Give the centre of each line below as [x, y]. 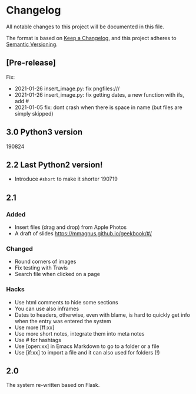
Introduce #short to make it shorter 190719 [66, 179]
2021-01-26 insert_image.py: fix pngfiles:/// [67, 88]
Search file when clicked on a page [57, 274]
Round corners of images [45, 262]
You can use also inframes [47, 308]
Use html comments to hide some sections [67, 302]
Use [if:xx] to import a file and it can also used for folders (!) [87, 352]
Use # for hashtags [38, 340]
